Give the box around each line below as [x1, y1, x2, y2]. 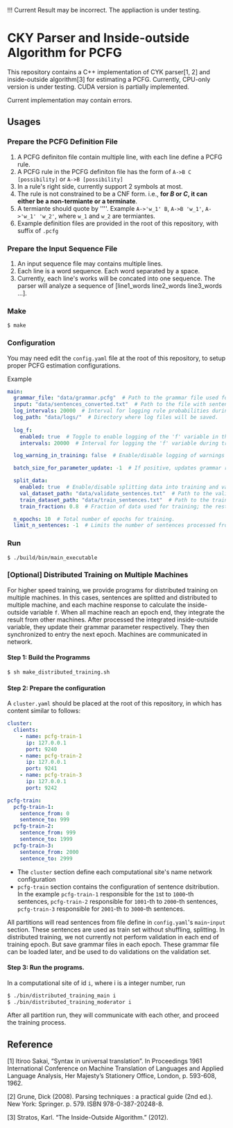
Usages [7, 116, 41, 128]
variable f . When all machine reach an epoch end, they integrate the [30, 608, 225, 616]
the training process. [7, 1018, 67, 1027]
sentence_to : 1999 [19, 836, 73, 843]
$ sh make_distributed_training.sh [7, 669, 110, 676]
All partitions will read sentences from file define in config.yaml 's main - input [7, 918, 226, 926]
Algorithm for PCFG [7, 45, 123, 61]
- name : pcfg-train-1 [19, 733, 82, 740]
